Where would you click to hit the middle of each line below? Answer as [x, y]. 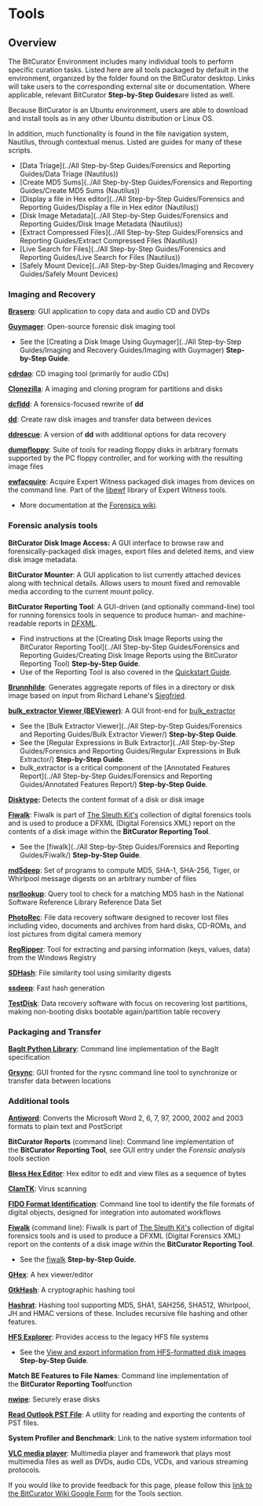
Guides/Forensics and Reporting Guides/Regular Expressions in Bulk [130, 751]
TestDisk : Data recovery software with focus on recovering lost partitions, [128, 1003]
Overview [33, 43]
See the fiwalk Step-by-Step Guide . [78, 1259]
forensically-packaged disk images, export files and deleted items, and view [131, 551]
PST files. [24, 1423]
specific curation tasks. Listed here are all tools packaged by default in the [128, 70]
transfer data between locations [60, 1080]
